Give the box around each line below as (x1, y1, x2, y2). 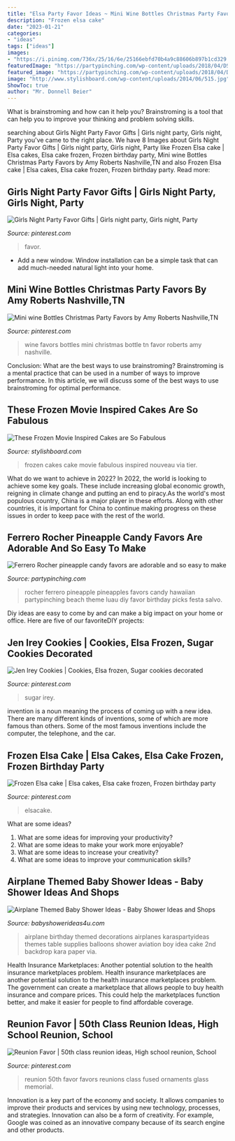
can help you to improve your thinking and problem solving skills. (7, 115, 194, 123)
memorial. (24, 1082, 54, 1091)
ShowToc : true (7, 82, 49, 89)
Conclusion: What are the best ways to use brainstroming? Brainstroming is (7, 361, 224, 369)
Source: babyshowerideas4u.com (7, 919, 105, 927)
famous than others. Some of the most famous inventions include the (7, 722, 206, 730)
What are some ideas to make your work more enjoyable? (17, 841, 184, 849)
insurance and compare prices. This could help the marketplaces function (7, 991, 220, 999)
